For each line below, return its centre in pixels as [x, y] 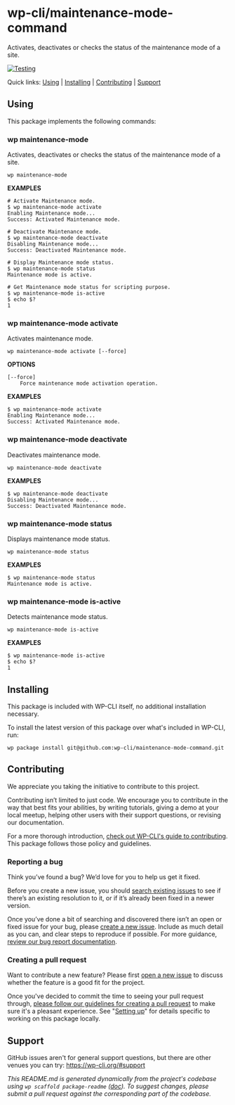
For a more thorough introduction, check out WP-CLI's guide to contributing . [117, 836]
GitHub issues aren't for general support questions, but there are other [109, 1058]
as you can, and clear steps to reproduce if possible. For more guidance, [112, 934]
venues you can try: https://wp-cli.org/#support [76, 1065]
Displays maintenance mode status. [59, 539]
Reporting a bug [35, 862]
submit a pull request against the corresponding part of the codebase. [109, 1094]
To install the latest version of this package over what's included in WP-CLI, [116, 728]
